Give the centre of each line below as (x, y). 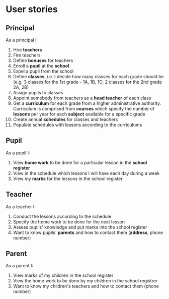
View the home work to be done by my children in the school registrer (85, 281)
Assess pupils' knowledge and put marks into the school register (80, 227)
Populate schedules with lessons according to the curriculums (77, 125)
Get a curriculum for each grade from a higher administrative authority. (87, 103)
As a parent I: (20, 266)
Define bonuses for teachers (43, 61)
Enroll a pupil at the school (41, 66)
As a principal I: (22, 40)
